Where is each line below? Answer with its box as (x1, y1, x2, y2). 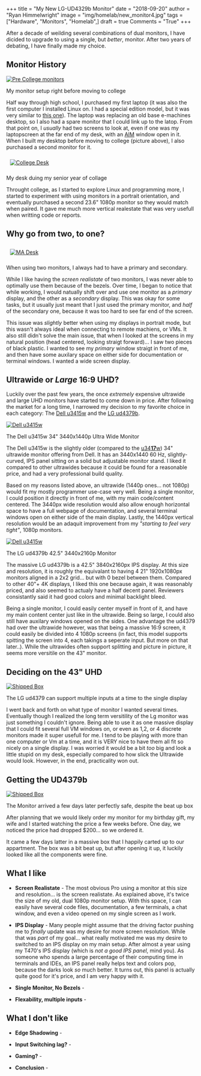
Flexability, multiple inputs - (14, 996, 87, 1003)
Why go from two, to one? (6, 229, 105, 239)
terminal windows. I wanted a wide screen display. (6, 357, 131, 364)
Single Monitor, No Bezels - (14, 984, 85, 991)
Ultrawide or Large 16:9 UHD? (6, 375, 119, 385)
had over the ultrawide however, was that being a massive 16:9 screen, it (6, 624, 186, 631)
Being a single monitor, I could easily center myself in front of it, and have (6, 605, 188, 612)
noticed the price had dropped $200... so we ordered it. (6, 827, 144, 834)
